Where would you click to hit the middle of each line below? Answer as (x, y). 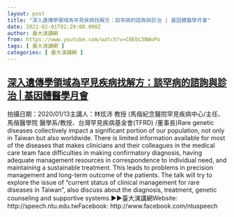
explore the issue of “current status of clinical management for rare (103, 182)
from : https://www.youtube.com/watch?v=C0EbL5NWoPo (84, 40)
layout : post (26, 14)
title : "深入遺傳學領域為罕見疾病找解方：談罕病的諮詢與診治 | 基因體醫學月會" (109, 20)
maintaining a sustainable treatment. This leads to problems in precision (110, 167)
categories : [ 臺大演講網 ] (45, 53)
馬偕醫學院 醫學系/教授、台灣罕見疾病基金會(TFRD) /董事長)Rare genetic (111, 122)
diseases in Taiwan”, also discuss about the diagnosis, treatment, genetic (112, 190)
